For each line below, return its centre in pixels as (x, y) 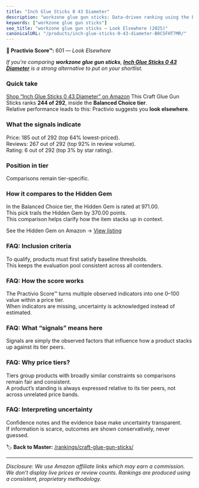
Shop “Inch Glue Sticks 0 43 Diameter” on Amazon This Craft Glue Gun (93, 97)
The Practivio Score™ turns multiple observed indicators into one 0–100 (93, 294)
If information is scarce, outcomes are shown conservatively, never (88, 429)
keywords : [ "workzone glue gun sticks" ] (57, 23)
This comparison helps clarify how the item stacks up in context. (85, 219)
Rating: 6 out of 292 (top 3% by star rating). (60, 150)
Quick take (22, 84)
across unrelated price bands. (43, 394)
